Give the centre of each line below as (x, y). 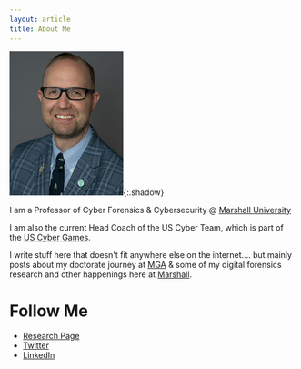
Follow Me (49, 311)
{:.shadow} (144, 192)
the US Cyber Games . (50, 237)
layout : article (40, 19)
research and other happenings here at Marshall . (101, 274)
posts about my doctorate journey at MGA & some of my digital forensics (145, 264)
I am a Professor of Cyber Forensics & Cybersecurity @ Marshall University (150, 210)
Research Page (51, 336)
